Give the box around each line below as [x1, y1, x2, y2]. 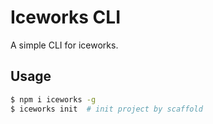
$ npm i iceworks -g [10, 94, 97, 105]
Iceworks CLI [10, 6, 122, 29]
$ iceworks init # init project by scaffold [10, 104, 203, 114]
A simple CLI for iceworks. [10, 39, 119, 51]
